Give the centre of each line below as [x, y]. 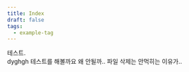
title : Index [26, 13]
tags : [15, 26]
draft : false [26, 20]
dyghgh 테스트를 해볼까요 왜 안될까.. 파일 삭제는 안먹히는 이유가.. [94, 62]
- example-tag [33, 33]
